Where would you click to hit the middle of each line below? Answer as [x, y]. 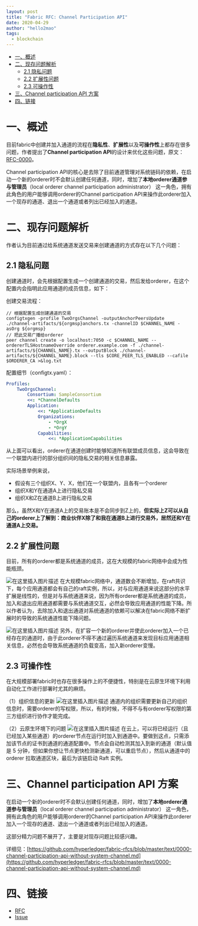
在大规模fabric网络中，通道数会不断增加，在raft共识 [123, 581]
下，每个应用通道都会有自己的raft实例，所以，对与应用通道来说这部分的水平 [98, 588]
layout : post [22, 12]
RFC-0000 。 [22, 159]
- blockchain [27, 39]
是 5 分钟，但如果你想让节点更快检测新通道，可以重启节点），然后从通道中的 [98, 750]
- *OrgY [57, 428]
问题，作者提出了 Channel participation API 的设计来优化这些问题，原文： [95, 152]
